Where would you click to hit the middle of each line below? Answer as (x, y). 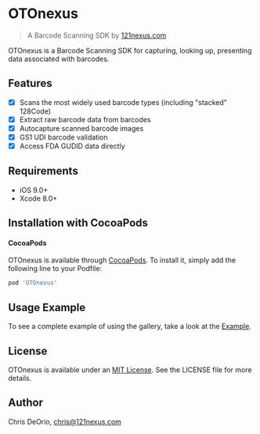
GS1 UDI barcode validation (63, 137)
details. (20, 378)
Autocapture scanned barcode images (81, 128)
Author (25, 403)
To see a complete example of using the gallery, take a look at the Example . (130, 327)
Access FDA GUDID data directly (72, 146)
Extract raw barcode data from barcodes (85, 119)
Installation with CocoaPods (78, 223)
